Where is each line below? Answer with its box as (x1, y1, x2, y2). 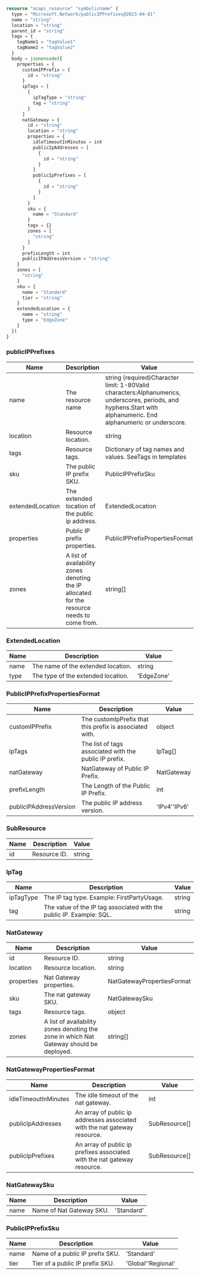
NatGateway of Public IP (81, 764, 149, 773)
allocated (65, 588, 92, 597)
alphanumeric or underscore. (105, 418, 186, 426)
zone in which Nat (43, 1032, 94, 1041)
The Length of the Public (81, 782, 151, 790)
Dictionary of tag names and (105, 445, 185, 453)
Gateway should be (43, 1040, 98, 1048)
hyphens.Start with (105, 403, 158, 411)
